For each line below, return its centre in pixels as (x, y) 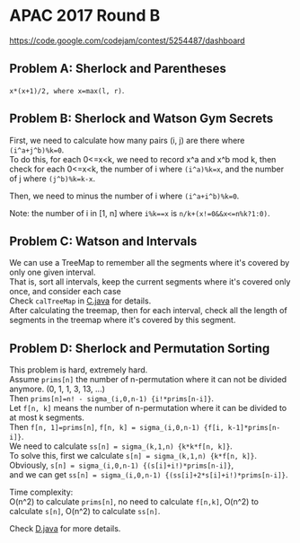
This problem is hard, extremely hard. (79, 370)
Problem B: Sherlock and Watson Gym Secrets (141, 119)
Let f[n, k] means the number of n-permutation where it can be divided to (148, 408)
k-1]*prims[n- (254, 428)
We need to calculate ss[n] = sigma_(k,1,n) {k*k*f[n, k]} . (121, 446)
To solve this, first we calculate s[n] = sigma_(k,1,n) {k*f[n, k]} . (133, 456)
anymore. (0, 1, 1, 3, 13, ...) (57, 389)
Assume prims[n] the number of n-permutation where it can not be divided (148, 380)
